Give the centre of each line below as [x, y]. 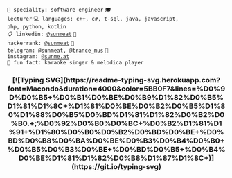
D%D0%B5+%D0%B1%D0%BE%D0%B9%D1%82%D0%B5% [116, 97]
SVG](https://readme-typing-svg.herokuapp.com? [133, 80]
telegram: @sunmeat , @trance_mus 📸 [58, 51]
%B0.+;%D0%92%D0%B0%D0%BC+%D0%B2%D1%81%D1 [116, 123]
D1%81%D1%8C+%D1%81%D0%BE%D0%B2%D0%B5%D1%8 [116, 106]
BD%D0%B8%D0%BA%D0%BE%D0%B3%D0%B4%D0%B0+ [116, 141]
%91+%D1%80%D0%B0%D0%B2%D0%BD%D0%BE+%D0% [116, 132]
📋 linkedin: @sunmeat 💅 [42, 34]
